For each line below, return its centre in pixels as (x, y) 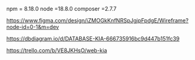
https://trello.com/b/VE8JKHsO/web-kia (57, 50)
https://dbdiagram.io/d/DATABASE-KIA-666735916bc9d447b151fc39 (93, 38)
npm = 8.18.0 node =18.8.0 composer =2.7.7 (62, 9)
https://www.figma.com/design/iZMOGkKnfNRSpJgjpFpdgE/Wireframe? (97, 20)
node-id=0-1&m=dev (33, 27)
